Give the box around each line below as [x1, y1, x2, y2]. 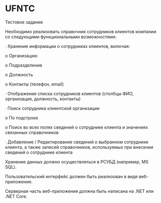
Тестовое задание [5, 19, 43, 25]
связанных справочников [5, 129, 59, 135]
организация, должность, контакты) [5, 96, 81, 102]
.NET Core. [5, 193, 27, 199]
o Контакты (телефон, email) [5, 81, 64, 87]
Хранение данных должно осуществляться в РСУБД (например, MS [5, 158, 149, 164]
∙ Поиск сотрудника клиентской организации [5, 105, 100, 111]
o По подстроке [5, 114, 38, 120]
